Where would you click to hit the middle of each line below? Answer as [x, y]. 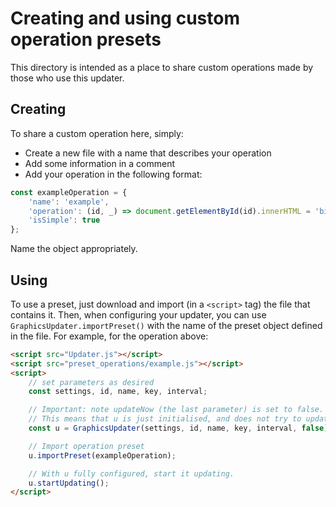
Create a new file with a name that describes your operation [148, 153]
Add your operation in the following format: [113, 174]
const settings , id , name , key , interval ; [118, 392]
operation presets [86, 39]
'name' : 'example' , [69, 202]
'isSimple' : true [64, 220]
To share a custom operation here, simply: [97, 133]
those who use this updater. [67, 78]
